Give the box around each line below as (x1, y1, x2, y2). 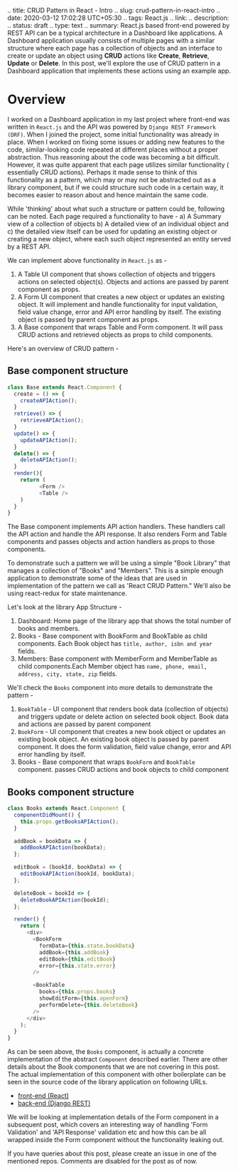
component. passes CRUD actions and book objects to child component (17, 765, 229, 774)
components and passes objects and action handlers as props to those (7, 538, 215, 546)
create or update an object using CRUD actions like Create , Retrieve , (7, 51, 210, 60)
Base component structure (7, 365, 129, 377)
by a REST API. (7, 242, 51, 251)
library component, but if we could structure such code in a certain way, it (7, 183, 224, 192)
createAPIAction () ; (20, 397, 78, 404)
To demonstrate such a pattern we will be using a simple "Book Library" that (7, 559, 231, 567)
